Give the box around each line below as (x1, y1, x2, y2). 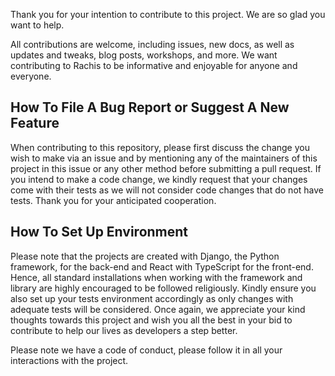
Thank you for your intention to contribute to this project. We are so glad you (10, 9, 326, 20)
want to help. (10, 19, 65, 31)
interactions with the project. (10, 354, 129, 366)
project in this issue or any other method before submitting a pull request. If (10, 162, 322, 174)
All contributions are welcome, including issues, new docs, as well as (10, 39, 295, 50)
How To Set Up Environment (10, 224, 189, 241)
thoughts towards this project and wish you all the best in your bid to (10, 314, 293, 326)
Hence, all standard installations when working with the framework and (10, 271, 303, 283)
